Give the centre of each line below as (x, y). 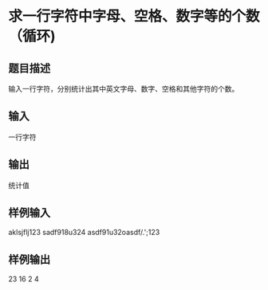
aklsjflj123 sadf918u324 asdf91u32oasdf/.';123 (84, 233)
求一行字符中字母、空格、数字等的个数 (134, 16)
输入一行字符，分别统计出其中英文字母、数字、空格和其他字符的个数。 (124, 89)
